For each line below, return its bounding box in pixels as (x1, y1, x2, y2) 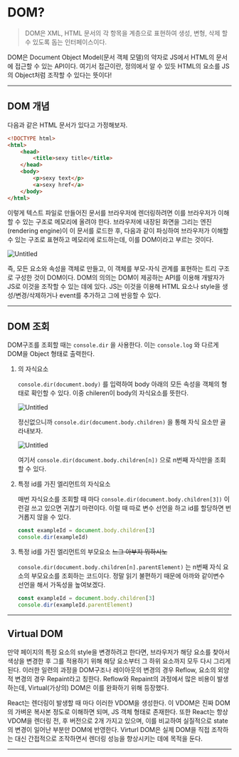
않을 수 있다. (36, 513, 71, 522)
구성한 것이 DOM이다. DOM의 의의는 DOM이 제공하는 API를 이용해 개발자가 (14, 273, 225, 282)
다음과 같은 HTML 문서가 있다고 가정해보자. (7, 121, 128, 129)
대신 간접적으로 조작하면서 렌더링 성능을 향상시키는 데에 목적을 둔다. (14, 734, 203, 743)
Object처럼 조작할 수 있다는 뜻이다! (14, 71, 112, 79)
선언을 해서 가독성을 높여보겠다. (17, 581, 105, 589)
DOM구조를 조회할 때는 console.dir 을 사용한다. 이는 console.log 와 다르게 (7, 340, 219, 350)
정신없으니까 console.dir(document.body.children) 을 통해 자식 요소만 (17, 418, 219, 427)
